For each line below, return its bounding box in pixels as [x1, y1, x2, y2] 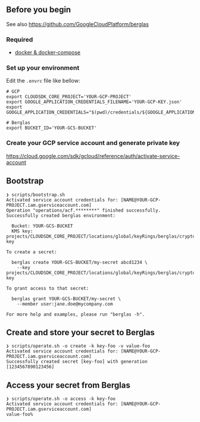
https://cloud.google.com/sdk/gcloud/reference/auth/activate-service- [6, 152, 180, 159]
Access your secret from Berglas [6, 380, 131, 390]
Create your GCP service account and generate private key [6, 139, 180, 147]
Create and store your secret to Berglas [6, 327, 155, 338]
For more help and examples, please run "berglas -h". [6, 311, 145, 317]
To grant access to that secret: [6, 285, 89, 291]
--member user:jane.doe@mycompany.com [17, 301, 113, 307]
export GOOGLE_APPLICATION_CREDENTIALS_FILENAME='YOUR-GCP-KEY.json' [6, 99, 183, 105]
